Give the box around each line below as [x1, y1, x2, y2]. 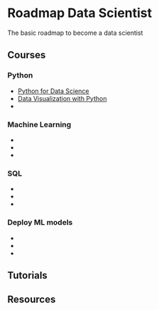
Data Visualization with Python [17, 94, 107, 102]
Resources [7, 294, 56, 306]
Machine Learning [7, 119, 72, 129]
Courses [7, 49, 46, 61]
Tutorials [7, 269, 48, 282]
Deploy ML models [7, 218, 73, 228]
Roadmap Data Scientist [7, 5, 153, 21]
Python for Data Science [17, 87, 90, 95]
